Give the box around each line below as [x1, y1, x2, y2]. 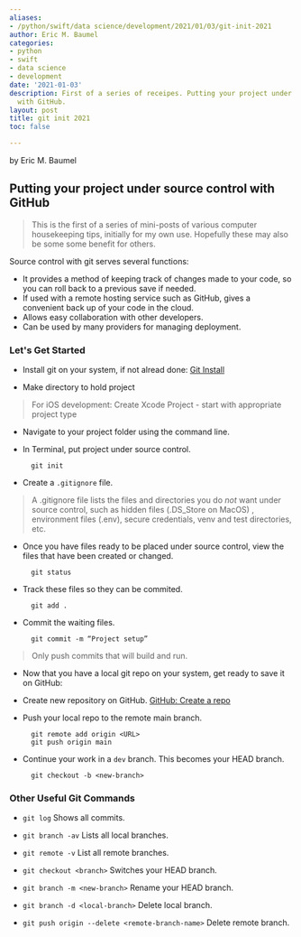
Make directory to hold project [22, 382, 135, 393]
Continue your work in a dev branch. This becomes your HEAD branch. [22, 754, 285, 765]
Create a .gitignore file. [22, 478, 114, 488]
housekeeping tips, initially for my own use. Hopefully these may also [31, 228, 288, 239]
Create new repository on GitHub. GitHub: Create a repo [22, 695, 232, 706]
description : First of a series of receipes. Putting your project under [9, 88, 293, 97]
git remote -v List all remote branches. [22, 848, 169, 858]
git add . [31, 601, 68, 610]
